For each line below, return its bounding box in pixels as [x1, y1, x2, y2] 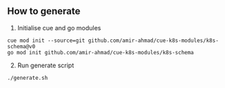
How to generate [7, 5, 81, 17]
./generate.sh [7, 74, 49, 81]
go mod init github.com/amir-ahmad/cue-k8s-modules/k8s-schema [7, 49, 194, 56]
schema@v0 [7, 43, 36, 50]
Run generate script [17, 61, 74, 69]
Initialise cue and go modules [17, 23, 101, 32]
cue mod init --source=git [7, 37, 85, 44]
